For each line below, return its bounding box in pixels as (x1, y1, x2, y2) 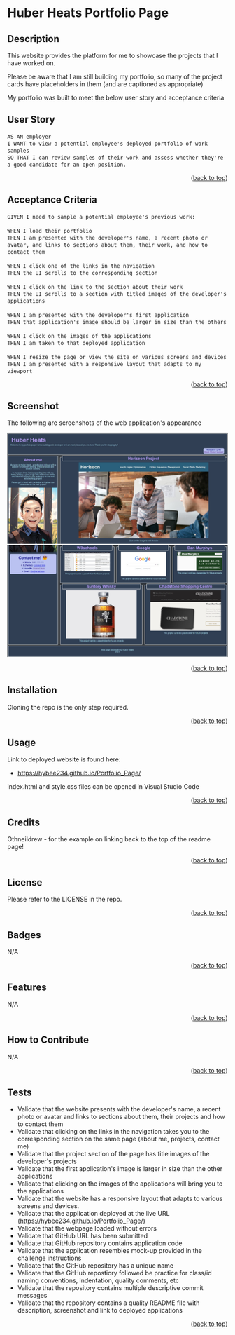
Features (7, 982, 47, 994)
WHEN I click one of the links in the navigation (7, 262, 155, 269)
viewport (7, 367, 33, 374)
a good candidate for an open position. (7, 161, 127, 168)
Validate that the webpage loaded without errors (17, 1224, 157, 1233)
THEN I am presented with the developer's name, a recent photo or (7, 234, 208, 241)
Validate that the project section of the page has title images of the (17, 1150, 210, 1158)
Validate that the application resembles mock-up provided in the (17, 1247, 203, 1255)
